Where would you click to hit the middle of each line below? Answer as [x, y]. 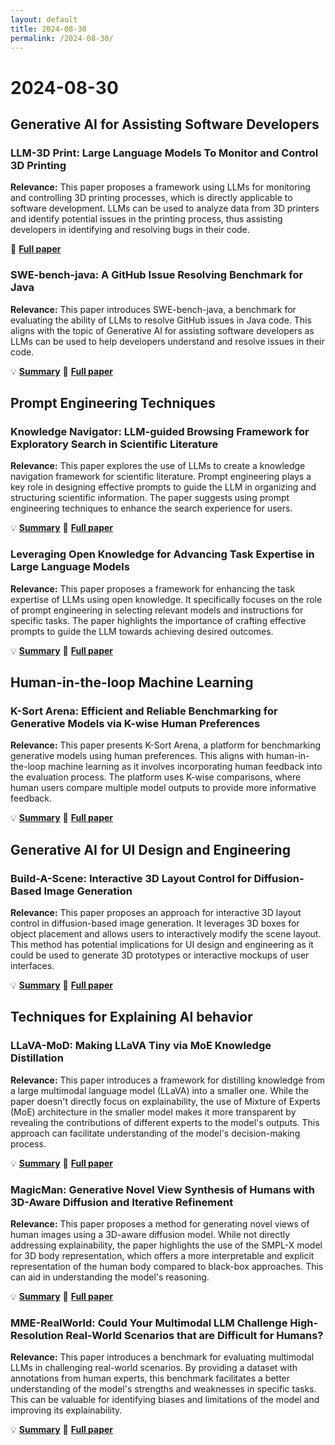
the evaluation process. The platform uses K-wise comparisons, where [156, 777]
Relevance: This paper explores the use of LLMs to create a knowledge [158, 466]
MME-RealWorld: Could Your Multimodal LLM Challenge [149, 1323]
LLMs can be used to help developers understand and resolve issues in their [167, 341]
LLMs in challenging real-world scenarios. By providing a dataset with [154, 1368]
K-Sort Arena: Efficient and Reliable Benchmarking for [144, 711]
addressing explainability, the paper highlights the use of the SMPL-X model [166, 1245]
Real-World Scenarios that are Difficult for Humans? [194, 1335]
